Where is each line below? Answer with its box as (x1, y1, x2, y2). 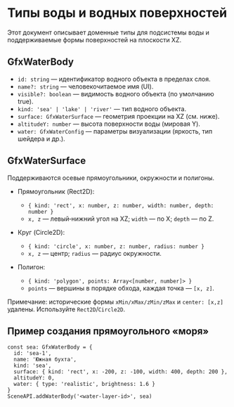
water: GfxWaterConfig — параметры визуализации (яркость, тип (17, 127, 213, 135)
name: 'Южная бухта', (13, 356, 77, 363)
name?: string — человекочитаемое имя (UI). (17, 82, 154, 91)
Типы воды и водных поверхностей (7, 5, 227, 21)
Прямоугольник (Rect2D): (17, 187, 95, 195)
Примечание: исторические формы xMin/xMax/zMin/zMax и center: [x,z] (7, 297, 223, 306)
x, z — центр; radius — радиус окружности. (27, 249, 162, 257)
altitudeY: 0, (13, 375, 55, 382)
